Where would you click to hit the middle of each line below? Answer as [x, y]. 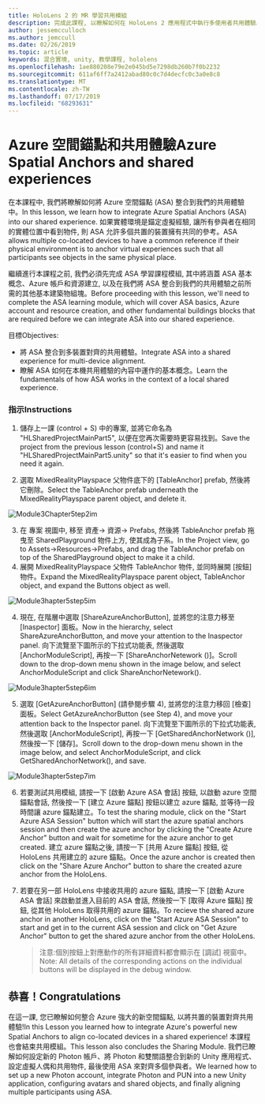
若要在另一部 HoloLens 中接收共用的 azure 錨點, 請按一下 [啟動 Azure [132, 891]
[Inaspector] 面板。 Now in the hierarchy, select [96, 627]
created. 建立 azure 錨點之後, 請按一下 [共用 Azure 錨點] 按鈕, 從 [124, 847]
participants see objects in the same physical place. [92, 257]
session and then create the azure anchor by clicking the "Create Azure [136, 829]
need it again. [42, 464]
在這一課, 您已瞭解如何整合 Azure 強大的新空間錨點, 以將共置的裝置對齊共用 [131, 1017]
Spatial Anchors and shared [101, 162]
